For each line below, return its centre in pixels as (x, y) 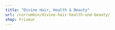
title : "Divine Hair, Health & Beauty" (48, 10)
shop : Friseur (20, 19)
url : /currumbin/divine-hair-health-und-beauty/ (58, 15)
